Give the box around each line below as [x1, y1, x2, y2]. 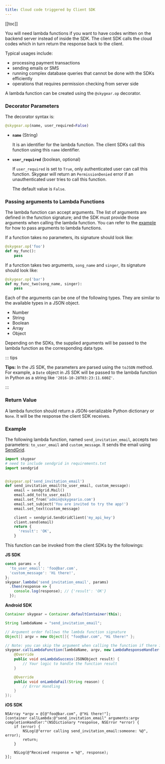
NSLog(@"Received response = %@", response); [14, 750, 109, 755]
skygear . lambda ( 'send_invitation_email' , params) [5, 580, 109, 584]
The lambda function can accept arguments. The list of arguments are [5, 210, 147, 215]
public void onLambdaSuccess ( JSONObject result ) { [14, 657, 120, 662]
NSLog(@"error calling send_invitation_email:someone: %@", [23, 729, 148, 733]
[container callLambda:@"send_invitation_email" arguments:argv [5, 716, 139, 721]
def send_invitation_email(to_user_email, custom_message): [5, 483, 131, 489]
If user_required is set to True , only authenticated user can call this [12, 166, 148, 172]
